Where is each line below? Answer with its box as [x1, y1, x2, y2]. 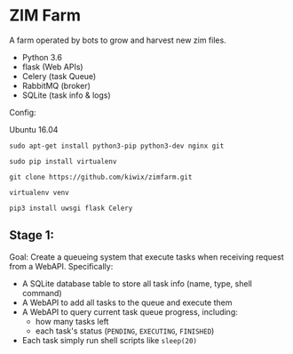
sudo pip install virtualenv [9, 157, 117, 165]
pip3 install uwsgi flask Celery [9, 204, 133, 213]
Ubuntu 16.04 [9, 124, 59, 134]
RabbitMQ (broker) [21, 80, 91, 91]
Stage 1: [9, 228, 55, 243]
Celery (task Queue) [21, 70, 97, 81]
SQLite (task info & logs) [21, 90, 111, 101]
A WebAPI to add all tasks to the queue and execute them [21, 297, 233, 308]
